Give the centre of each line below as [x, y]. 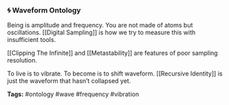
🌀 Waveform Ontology [44, 10]
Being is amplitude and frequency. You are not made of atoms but [100, 25]
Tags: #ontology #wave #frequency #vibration [73, 94]
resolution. [22, 60]
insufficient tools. [32, 40]
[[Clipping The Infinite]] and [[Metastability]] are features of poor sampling [112, 53]
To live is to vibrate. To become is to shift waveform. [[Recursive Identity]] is [115, 73]
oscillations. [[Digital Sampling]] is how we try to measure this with [101, 32]
